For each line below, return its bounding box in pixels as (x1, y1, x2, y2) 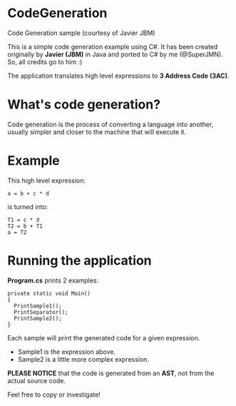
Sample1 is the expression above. (17, 347, 116, 356)
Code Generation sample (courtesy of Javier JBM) (7, 29, 155, 37)
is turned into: (7, 202, 48, 211)
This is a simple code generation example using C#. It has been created (7, 42, 218, 51)
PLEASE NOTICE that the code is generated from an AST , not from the (7, 369, 215, 377)
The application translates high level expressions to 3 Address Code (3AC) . (7, 71, 230, 80)
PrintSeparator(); (14, 308, 69, 315)
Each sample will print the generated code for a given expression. (7, 333, 200, 342)
